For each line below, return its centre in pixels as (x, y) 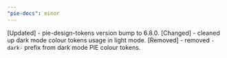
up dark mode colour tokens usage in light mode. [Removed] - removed (108, 40)
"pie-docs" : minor (33, 13)
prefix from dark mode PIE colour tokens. (82, 47)
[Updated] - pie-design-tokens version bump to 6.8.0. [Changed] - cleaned (113, 33)
